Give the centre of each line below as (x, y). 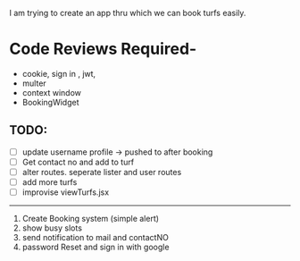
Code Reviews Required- (103, 49)
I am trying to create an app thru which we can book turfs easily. (128, 13)
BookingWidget (50, 102)
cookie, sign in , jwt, (59, 73)
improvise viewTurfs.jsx (66, 192)
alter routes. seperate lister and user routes (102, 172)
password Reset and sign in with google (96, 247)
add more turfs (50, 181)
